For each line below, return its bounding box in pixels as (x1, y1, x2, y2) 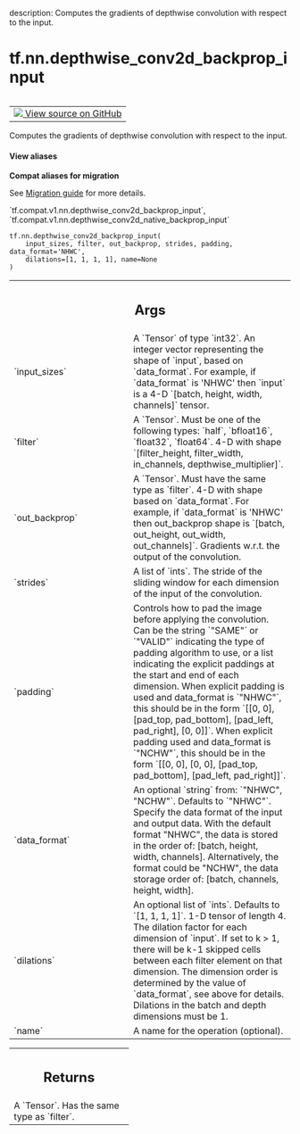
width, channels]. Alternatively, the (133, 850, 279, 863)
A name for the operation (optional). (133, 1024, 284, 1037)
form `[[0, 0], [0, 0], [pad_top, (133, 757, 258, 770)
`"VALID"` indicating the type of (133, 635, 265, 648)
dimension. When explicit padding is (133, 680, 285, 692)
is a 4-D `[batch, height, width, (133, 387, 262, 400)
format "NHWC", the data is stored (133, 828, 279, 840)
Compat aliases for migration (9, 170, 120, 181)
